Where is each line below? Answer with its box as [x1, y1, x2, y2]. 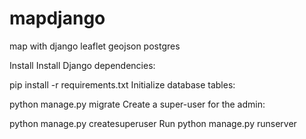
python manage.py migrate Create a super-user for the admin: [9, 98, 266, 110]
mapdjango [9, 7, 106, 30]
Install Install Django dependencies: [9, 59, 156, 71]
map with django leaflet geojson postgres [9, 40, 181, 52]
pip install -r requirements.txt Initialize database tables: [9, 78, 236, 91]
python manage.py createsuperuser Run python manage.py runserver [9, 117, 297, 129]
